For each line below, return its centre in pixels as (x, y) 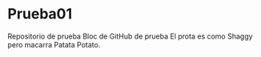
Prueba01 (40, 14)
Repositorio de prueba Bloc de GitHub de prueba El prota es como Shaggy (130, 36)
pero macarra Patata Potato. (54, 44)
